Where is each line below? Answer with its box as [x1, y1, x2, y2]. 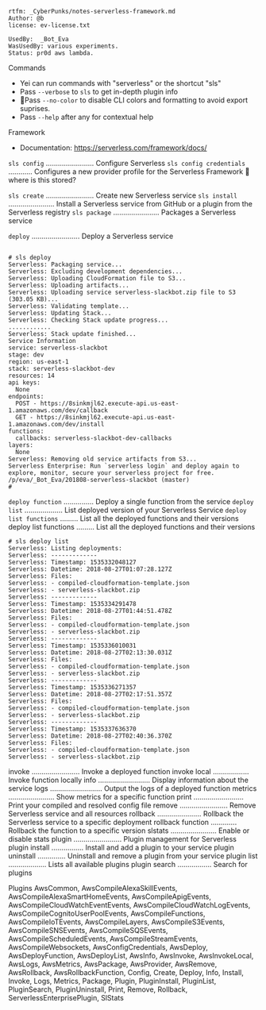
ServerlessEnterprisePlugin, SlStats [8, 993, 125, 1002]
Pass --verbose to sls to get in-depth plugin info [19, 87, 179, 96]
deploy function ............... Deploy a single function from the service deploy [8, 497, 254, 506]
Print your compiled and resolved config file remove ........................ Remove [8, 800, 256, 810]
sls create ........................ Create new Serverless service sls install [8, 191, 238, 200]
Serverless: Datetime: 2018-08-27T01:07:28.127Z [8, 565, 172, 573]
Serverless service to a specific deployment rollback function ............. [8, 818, 237, 827]
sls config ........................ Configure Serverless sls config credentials [8, 159, 246, 168]
